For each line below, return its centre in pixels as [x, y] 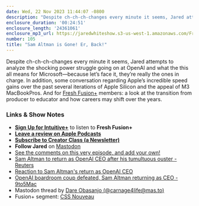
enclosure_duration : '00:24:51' [46, 22]
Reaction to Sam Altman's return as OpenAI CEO [74, 172]
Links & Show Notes [35, 114]
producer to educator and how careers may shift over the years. [84, 99]
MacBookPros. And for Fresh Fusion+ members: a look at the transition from [99, 93]
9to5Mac [26, 184]
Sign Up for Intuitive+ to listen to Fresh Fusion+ [73, 127]
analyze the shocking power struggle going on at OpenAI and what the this [97, 67]
